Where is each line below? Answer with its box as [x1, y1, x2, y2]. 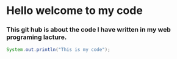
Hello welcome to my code [6, 4, 143, 18]
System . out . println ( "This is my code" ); [6, 47, 111, 53]
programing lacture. [6, 33, 67, 41]
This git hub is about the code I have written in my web [6, 26, 171, 34]
